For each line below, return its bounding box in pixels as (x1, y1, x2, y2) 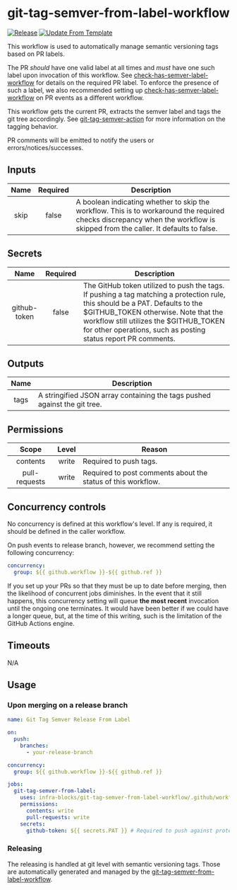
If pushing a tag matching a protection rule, (83, 289, 226, 299)
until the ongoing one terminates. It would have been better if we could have (7, 604, 229, 612)
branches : (20, 742, 49, 749)
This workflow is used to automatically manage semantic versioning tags (7, 42, 219, 50)
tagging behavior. (7, 122, 59, 130)
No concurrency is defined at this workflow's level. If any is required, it (7, 520, 213, 528)
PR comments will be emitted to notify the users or (7, 136, 154, 144)
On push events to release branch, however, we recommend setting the (7, 541, 215, 549)
